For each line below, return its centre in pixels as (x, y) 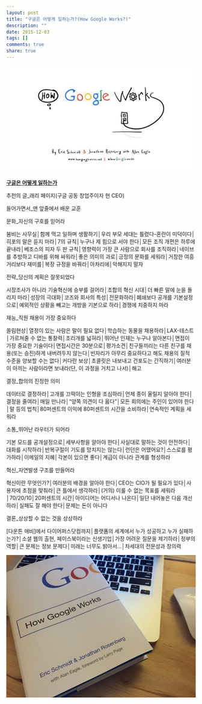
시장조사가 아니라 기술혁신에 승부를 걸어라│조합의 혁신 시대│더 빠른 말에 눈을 (96, 290)
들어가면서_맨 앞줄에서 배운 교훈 (44, 209)
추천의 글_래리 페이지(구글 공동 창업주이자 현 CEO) (66, 195)
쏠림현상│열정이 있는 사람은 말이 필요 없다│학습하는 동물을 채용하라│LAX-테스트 (100, 331)
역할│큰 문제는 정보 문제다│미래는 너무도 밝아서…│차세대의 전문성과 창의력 (94, 547)
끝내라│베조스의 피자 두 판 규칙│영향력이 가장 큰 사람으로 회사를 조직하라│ (93, 249)
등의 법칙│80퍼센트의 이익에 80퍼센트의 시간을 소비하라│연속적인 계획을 (100, 409)
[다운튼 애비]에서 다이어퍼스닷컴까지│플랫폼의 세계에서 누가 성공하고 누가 (92, 531)
